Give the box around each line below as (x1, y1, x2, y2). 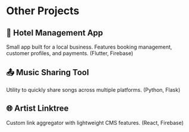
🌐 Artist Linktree (6, 104, 69, 114)
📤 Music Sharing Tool (6, 67, 89, 78)
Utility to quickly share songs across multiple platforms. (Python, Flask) (6, 86, 181, 93)
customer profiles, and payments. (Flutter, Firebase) (6, 50, 134, 57)
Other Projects (6, 4, 80, 18)
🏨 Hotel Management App (6, 28, 103, 38)
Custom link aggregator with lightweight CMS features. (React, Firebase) (6, 119, 184, 126)
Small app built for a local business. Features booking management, (6, 43, 172, 50)
